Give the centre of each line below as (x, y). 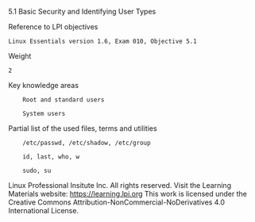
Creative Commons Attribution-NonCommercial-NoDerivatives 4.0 (116, 202)
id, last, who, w (51, 157)
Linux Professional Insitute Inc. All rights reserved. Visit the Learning (120, 185)
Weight (20, 56)
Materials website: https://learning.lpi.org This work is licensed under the (128, 194)
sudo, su (37, 170)
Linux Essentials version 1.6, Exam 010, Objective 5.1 (102, 41)
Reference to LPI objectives (53, 27)
